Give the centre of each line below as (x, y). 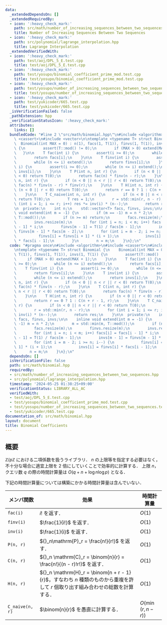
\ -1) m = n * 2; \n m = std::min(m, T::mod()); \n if (85, 324)
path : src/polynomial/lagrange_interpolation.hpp (67, 42)
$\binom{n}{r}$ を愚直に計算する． (80, 610)
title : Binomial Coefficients (37, 425)
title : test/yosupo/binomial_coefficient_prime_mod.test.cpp (79, 79)
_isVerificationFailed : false (41, 112)
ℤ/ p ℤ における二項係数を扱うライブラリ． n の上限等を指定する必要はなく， (83, 460)
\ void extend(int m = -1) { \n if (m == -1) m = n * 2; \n (83, 213)
